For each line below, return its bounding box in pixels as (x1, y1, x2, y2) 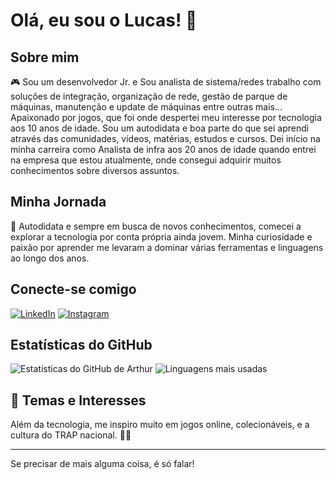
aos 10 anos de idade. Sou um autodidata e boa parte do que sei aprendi (10, 122, 310, 134)
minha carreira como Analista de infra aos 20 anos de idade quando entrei (10, 144, 317, 155)
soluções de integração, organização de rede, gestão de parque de (10, 90, 288, 102)
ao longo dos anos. (10, 252, 90, 264)
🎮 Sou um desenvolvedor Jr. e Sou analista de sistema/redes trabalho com (10, 76, 322, 88)
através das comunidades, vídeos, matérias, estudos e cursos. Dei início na (10, 133, 321, 144)
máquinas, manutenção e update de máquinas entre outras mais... (10, 101, 283, 113)
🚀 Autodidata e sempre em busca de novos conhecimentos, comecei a (10, 220, 302, 232)
